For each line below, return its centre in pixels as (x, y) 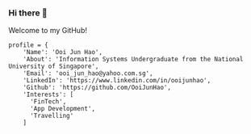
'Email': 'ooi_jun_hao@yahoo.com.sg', (88, 73)
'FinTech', (48, 102)
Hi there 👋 (28, 13)
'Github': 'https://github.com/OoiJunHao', (97, 88)
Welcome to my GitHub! (48, 31)
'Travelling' (52, 116)
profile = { (28, 45)
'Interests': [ (48, 95)
